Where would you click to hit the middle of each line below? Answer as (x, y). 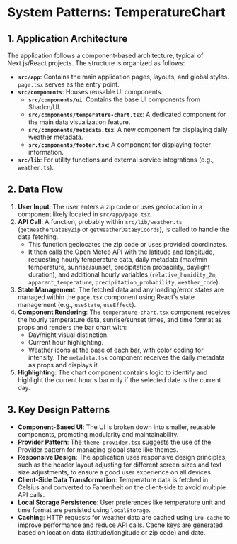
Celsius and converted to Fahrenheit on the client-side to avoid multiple (122, 487)
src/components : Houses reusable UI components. (90, 92)
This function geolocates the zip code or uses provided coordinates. (128, 244)
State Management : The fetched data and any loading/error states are (121, 289)
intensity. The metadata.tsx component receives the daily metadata (126, 357)
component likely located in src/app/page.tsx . (85, 214)
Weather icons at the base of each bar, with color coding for (116, 350)
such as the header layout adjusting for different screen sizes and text (120, 465)
